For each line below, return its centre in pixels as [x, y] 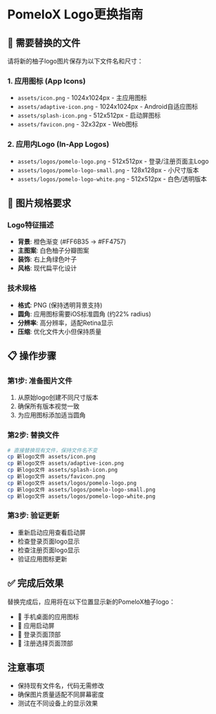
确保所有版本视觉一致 [48, 406]
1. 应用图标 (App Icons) [46, 81]
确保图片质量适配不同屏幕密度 [61, 695]
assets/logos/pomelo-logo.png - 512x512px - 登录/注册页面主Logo [113, 161]
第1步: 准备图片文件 [40, 381]
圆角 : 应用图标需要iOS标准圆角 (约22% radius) [84, 314]
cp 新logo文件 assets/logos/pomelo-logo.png [72, 483]
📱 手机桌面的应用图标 [48, 617]
